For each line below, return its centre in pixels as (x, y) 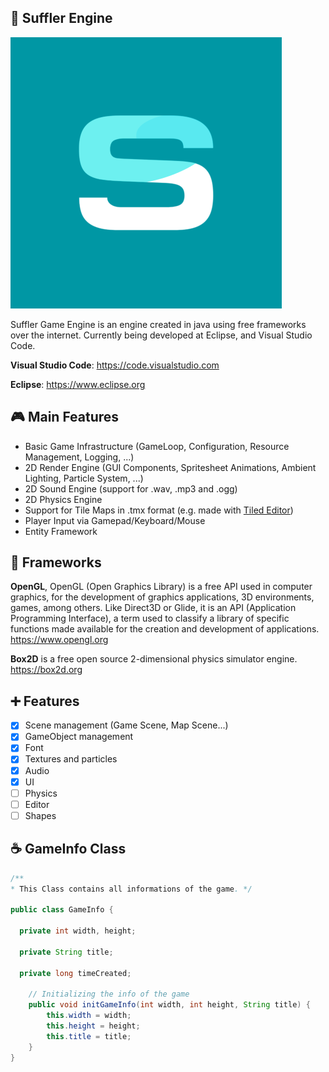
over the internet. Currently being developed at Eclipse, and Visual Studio (161, 335)
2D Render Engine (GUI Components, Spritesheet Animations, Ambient (170, 467)
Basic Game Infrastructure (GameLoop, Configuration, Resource (157, 446)
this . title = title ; (89, 1036)
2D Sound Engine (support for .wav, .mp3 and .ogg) (131, 488)
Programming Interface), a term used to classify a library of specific (150, 618)
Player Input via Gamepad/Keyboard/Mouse (115, 520)
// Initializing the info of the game (109, 994)
